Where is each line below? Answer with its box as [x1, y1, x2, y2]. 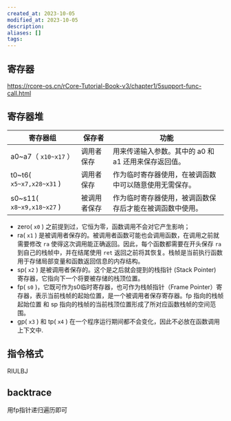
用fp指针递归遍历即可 [7, 406, 67, 414]
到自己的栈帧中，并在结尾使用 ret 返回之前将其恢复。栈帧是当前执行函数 [16, 248, 223, 256]
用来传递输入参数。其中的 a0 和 [112, 146, 214, 156]
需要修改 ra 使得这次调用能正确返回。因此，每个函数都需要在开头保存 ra [16, 239, 222, 248]
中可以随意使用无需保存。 [112, 180, 196, 190]
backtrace [7, 386, 52, 398]
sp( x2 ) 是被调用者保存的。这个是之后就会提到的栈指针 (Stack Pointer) [16, 265, 217, 273]
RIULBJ [7, 366, 29, 375]
